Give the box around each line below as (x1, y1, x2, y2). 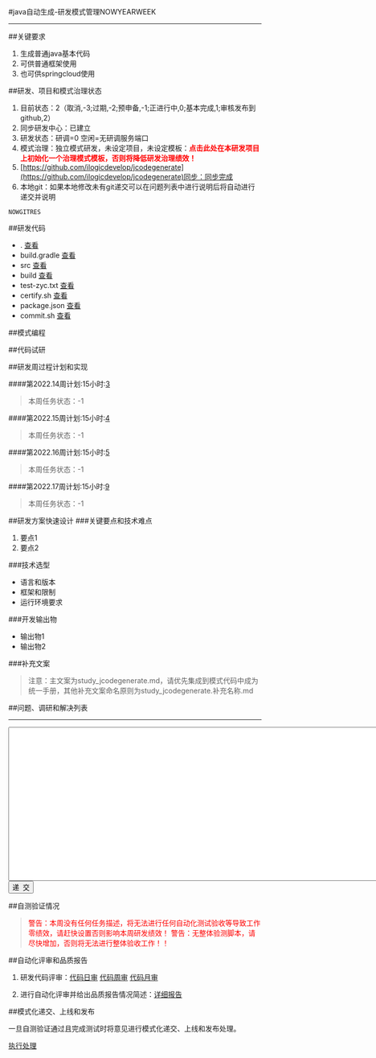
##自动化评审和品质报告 (8, 956, 88, 965)
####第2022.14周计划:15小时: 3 (8, 379, 111, 389)
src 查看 (19, 261, 47, 270)
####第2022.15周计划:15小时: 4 (8, 414, 110, 422)
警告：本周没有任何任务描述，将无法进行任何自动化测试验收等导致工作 (27, 918, 261, 928)
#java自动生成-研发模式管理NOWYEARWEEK (8, 7, 157, 16)
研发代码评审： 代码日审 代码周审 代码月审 (19, 973, 158, 982)
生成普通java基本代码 (19, 49, 91, 58)
